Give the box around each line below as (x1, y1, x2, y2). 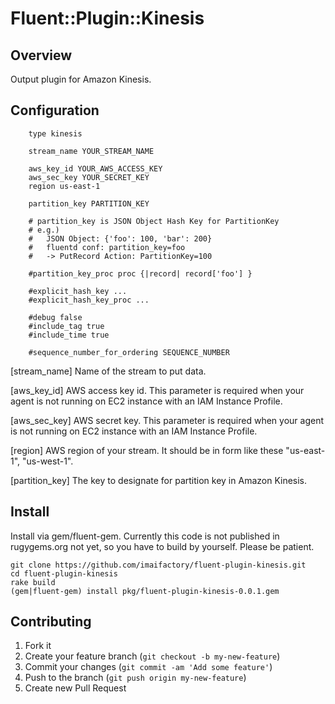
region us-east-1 (28, 181, 101, 191)
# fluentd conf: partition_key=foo (28, 242, 186, 252)
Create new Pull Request (24, 682, 127, 694)
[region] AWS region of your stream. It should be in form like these (10, 444, 284, 456)
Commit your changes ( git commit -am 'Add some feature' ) (24, 661, 273, 673)
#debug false (28, 312, 83, 322)
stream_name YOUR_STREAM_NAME (28, 146, 155, 156)
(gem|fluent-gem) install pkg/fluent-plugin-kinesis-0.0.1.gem (10, 586, 280, 596)
